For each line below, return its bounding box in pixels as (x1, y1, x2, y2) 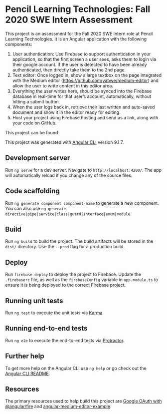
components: (5, 41, 32, 47)
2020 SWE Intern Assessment (5, 14, 133, 25)
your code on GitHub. (12, 120, 57, 126)
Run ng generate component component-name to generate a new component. (5, 200, 160, 206)
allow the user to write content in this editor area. (12, 82, 114, 88)
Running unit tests (5, 296, 63, 305)
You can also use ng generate (5, 205, 66, 211)
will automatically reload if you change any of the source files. (5, 172, 133, 178)
